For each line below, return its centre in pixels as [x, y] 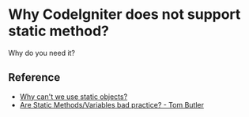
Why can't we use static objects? [74, 97]
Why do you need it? [42, 53]
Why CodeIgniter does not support [124, 15]
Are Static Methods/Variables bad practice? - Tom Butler [111, 104]
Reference [34, 77]
